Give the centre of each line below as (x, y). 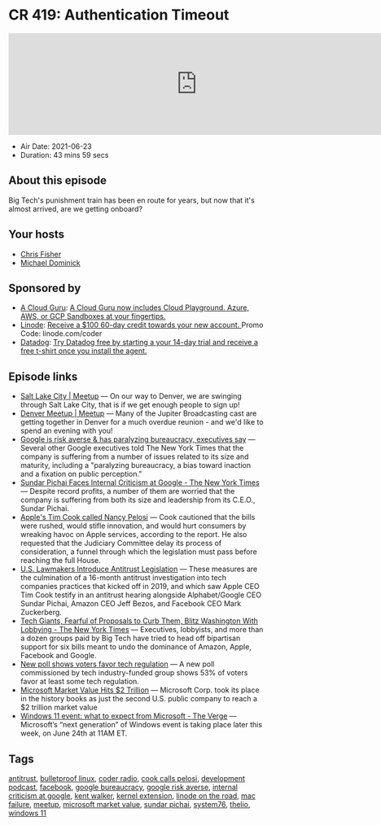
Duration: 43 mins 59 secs (64, 155)
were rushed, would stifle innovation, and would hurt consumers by (133, 526)
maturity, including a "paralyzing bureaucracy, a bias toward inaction (135, 465)
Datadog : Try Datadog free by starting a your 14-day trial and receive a (139, 343)
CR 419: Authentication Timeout (119, 15)
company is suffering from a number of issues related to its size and (134, 456)
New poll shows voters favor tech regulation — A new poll (117, 664)
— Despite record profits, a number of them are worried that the (127, 491)
